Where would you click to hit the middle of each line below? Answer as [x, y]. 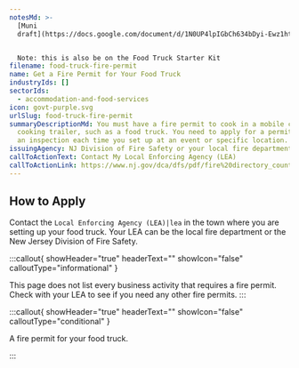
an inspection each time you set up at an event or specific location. [153, 140]
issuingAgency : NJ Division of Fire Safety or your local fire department [151, 149]
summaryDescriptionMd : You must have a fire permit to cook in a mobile [147, 124]
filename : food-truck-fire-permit [73, 66]
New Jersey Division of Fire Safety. [73, 242]
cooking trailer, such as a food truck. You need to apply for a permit [155, 132]
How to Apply [48, 201]
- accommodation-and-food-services [83, 99]
